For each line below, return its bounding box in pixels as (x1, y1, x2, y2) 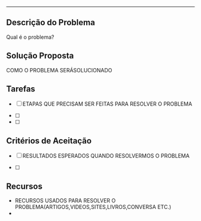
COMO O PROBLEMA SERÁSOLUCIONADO (6, 66, 112, 73)
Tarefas (6, 84, 36, 94)
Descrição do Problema (6, 17, 96, 27)
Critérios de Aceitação (6, 136, 92, 146)
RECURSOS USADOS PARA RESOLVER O (14, 197, 116, 204)
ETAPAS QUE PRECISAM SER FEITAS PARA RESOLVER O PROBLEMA (22, 100, 193, 108)
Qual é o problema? (6, 33, 55, 41)
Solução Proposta (6, 51, 74, 61)
